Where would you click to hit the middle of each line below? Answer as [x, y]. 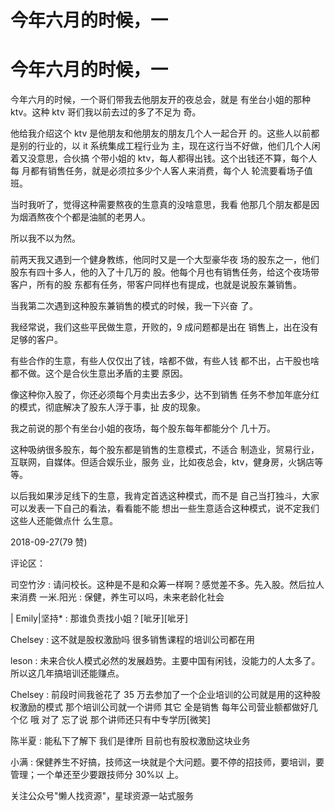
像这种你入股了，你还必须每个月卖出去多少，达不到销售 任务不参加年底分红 [165, 395]
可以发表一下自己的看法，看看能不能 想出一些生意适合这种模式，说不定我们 [165, 508]
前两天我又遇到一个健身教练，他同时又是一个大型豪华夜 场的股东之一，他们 [165, 260]
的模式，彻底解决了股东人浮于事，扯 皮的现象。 [108, 407]
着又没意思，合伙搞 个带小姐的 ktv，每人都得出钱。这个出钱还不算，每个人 [164, 158]
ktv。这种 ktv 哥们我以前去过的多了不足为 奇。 [106, 112]
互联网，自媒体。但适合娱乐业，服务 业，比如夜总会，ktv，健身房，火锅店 [162, 462]
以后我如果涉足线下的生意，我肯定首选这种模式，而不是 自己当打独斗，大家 [165, 496]
